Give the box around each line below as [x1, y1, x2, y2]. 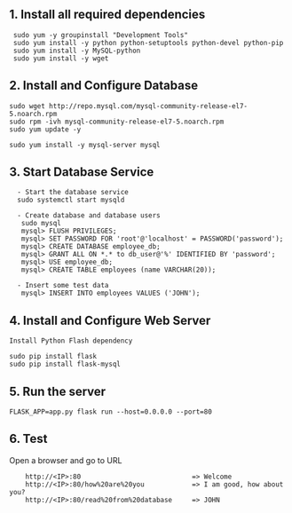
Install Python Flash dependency [9, 336, 133, 345]
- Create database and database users [17, 211, 162, 220]
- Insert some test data [17, 281, 109, 290]
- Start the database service [17, 188, 129, 197]
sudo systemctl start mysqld [17, 195, 125, 205]
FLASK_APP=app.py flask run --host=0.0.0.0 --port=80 [9, 407, 213, 416]
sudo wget [9, 101, 46, 110]
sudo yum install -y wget [12, 53, 109, 63]
